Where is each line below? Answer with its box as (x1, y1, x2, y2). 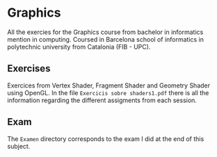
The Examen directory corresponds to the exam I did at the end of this (7, 134, 204, 143)
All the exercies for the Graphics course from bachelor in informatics (7, 28, 204, 36)
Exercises (7, 63, 51, 74)
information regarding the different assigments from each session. (7, 96, 197, 104)
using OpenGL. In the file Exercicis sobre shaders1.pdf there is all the (7, 88, 209, 97)
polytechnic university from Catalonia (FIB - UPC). (7, 42, 151, 51)
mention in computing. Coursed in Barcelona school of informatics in (7, 35, 204, 43)
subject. (7, 142, 31, 150)
